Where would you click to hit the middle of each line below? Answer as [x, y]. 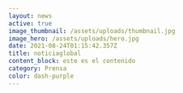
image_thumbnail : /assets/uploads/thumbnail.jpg [92, 31]
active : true [30, 23]
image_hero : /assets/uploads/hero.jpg [74, 38]
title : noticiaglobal [45, 53]
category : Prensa [38, 69]
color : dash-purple [41, 76]
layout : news [30, 16]
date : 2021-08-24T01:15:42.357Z [63, 46]
